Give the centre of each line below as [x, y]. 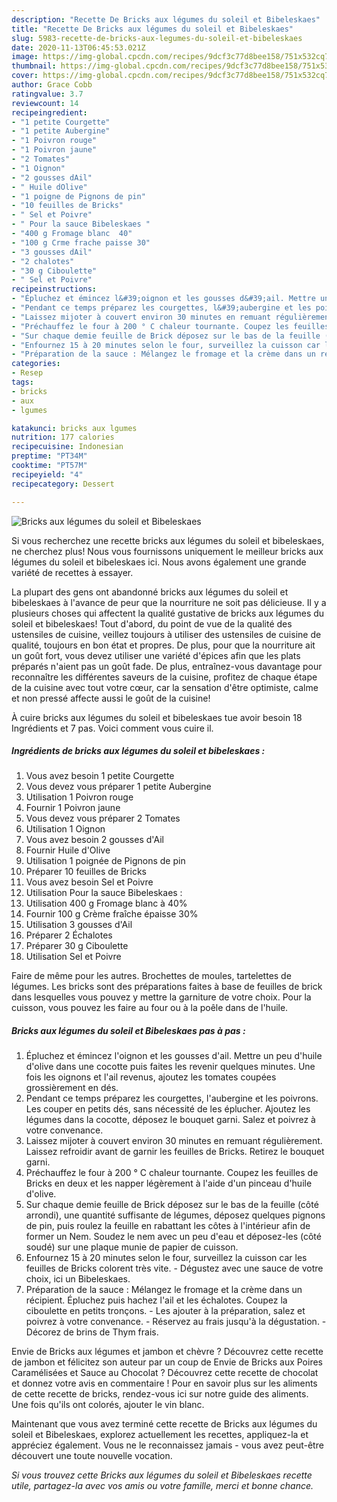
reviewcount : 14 [45, 103]
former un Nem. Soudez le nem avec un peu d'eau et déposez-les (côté [173, 1237]
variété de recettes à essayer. [72, 572]
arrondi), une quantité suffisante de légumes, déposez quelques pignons [175, 1215]
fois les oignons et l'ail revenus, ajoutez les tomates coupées [151, 1077]
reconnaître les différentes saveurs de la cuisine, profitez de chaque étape [164, 677]
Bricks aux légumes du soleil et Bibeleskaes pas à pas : [128, 1031]
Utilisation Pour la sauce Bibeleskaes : [104, 893]
